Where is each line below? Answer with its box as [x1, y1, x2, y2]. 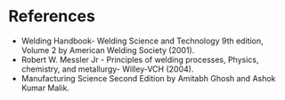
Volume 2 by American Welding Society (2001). [20, 44, 195, 55]
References [8, 6, 95, 27]
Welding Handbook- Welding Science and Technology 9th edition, [20, 35, 264, 46]
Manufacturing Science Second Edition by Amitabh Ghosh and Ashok [20, 73, 276, 83]
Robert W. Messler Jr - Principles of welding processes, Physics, [20, 54, 259, 65]
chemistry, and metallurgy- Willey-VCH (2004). [20, 64, 194, 74]
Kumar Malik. [20, 82, 70, 93]
